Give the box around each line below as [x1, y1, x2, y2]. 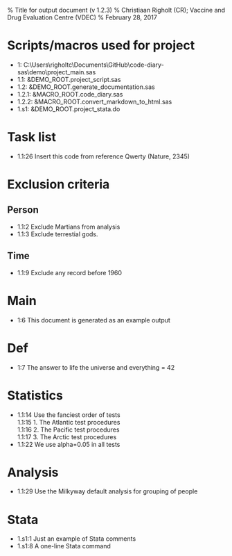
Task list [7, 129, 57, 145]
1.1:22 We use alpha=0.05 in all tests [17, 440, 121, 448]
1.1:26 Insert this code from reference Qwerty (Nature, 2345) [17, 152, 190, 161]
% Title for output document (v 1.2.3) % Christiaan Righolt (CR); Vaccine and [7, 6, 226, 14]
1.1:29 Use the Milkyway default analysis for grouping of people [17, 487, 198, 496]
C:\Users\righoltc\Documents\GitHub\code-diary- [23, 60, 164, 69]
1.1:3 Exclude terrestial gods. [17, 229, 98, 238]
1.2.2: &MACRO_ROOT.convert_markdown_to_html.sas [17, 97, 172, 106]
